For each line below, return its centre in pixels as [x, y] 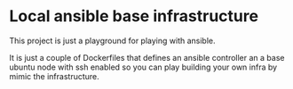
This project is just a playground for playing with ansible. [112, 41]
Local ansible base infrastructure [134, 16]
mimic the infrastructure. [54, 76]
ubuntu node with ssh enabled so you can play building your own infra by [143, 67]
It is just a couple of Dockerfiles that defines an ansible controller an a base [147, 57]
